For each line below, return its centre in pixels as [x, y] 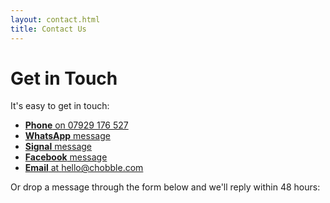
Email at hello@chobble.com [84, 168]
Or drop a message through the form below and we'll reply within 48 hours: [165, 187]
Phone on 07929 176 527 [76, 125]
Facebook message [66, 157]
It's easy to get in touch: [60, 106]
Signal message [58, 147]
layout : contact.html [55, 19]
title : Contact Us [48, 29]
